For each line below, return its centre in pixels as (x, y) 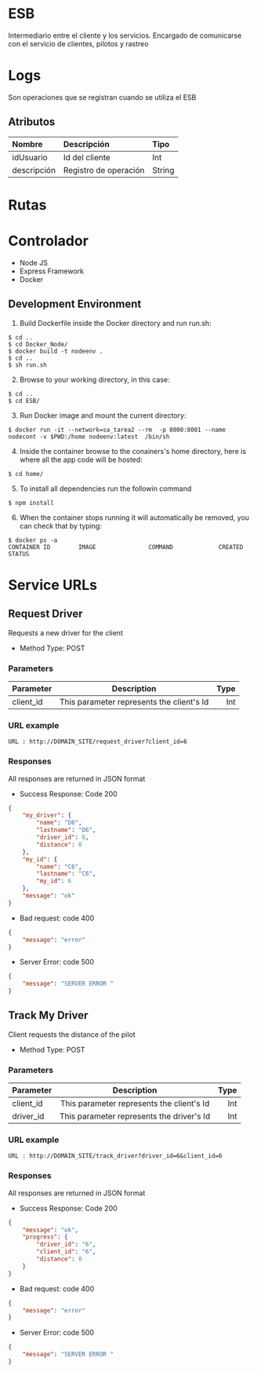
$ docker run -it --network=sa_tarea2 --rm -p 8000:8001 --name (117, 430)
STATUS (19, 554)
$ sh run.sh (27, 365)
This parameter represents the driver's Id (135, 1116)
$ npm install (31, 503)
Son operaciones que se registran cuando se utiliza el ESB (102, 97)
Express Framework (52, 271)
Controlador (48, 241)
